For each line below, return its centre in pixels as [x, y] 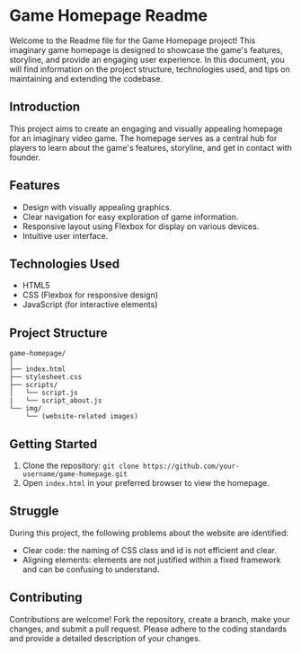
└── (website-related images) [82, 417]
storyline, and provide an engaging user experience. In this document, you [147, 59]
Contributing [46, 598]
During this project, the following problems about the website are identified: [149, 533]
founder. [25, 157]
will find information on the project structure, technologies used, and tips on [150, 69]
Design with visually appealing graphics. [97, 207]
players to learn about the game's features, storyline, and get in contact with [150, 147]
